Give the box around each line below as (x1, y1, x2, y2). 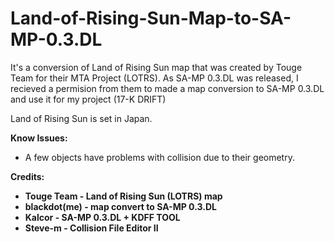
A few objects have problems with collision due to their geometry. (24, 151, 295, 163)
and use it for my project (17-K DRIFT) (10, 93, 167, 105)
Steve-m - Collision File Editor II (24, 222, 159, 234)
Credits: (10, 170, 45, 182)
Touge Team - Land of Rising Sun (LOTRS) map (24, 190, 223, 202)
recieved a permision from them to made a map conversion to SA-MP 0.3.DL (10, 82, 325, 94)
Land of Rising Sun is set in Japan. (10, 112, 153, 124)
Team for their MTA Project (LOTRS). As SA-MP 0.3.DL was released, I (10, 72, 299, 84)
